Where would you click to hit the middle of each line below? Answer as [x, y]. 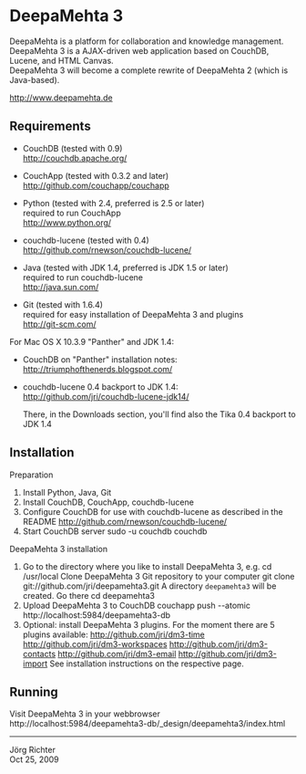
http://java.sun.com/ [61, 287]
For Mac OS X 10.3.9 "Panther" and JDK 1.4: [92, 341]
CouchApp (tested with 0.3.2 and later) [96, 175]
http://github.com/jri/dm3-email [117, 654]
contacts [39, 654]
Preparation [31, 475]
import [35, 664]
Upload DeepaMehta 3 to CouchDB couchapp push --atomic [136, 605]
